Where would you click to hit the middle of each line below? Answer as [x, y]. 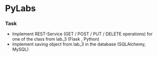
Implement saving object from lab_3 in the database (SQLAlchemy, [79, 44]
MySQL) [20, 49]
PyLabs [20, 8]
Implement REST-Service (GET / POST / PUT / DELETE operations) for [82, 34]
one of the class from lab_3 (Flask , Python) [56, 39]
